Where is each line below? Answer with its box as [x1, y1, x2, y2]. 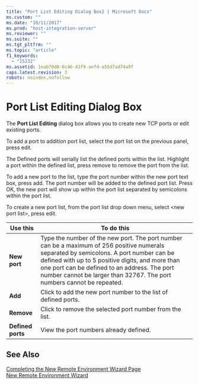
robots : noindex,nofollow [6, 75, 70, 81]
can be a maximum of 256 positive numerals [40, 241, 165, 249]
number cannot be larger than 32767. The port [40, 271, 172, 279]
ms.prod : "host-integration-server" [6, 25, 97, 31]
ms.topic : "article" [6, 47, 57, 53]
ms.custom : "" [6, 14, 41, 20]
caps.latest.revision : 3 [6, 69, 68, 75]
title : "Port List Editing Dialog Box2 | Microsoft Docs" [6, 8, 152, 15]
